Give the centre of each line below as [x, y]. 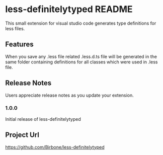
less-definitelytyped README [69, 9]
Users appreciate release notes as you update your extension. [70, 95]
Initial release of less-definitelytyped [43, 119]
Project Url [22, 135]
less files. [15, 28]
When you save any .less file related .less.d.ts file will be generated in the [81, 56]
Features [19, 45]
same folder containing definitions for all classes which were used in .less [81, 62]
